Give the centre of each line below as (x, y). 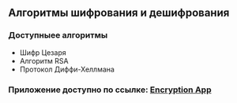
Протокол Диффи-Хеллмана (67, 69)
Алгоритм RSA (44, 61)
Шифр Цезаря (43, 52)
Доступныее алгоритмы (58, 35)
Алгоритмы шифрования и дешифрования (119, 13)
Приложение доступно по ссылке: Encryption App (110, 90)
